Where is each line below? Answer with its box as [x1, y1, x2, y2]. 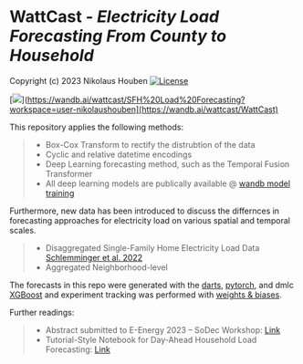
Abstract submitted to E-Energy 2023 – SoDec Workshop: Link [45, 324, 281, 335]
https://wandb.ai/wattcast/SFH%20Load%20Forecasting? [26, 94, 246, 105]
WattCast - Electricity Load [9, 6, 220, 27]
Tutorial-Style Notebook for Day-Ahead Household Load [45, 334, 257, 345]
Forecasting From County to [9, 26, 226, 47]
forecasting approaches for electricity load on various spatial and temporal [9, 214, 290, 225]
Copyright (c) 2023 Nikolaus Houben [9, 75, 148, 86]
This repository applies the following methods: [9, 121, 184, 132]
